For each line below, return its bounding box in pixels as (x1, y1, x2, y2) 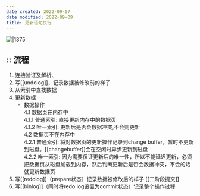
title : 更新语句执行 (6, 20, 52, 26)
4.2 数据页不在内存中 (23, 131, 76, 138)
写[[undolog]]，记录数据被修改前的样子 (14, 79, 111, 86)
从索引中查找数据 (14, 87, 57, 94)
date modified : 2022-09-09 (6, 14, 73, 20)
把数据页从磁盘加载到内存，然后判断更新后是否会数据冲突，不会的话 (23, 161, 191, 168)
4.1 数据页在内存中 (23, 109, 68, 116)
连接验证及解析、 (14, 72, 57, 79)
